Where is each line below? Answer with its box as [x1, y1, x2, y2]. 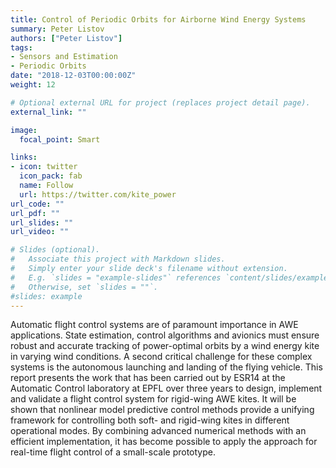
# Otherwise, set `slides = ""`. [10, 282, 159, 292]
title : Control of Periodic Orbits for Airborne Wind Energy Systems [10, 14, 307, 25]
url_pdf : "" [10, 208, 60, 218]
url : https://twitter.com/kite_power [19, 189, 177, 200]
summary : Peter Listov [10, 24, 105, 34]
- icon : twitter [10, 162, 78, 172]
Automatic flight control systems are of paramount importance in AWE [10, 319, 299, 331]
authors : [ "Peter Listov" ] [10, 33, 123, 43]
